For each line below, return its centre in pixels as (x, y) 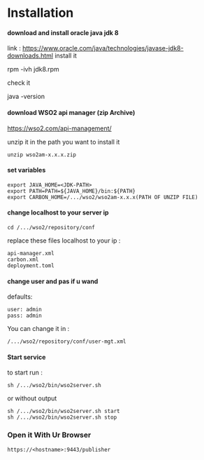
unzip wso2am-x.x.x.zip (42, 155)
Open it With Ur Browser (49, 435)
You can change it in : (38, 329)
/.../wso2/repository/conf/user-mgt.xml (67, 341)
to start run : (25, 372)
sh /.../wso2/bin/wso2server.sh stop (62, 418)
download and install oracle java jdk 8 (63, 32)
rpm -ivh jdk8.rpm (33, 69)
